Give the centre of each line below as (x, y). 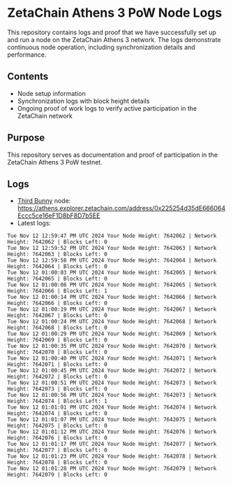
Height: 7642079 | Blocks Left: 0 (58, 475)
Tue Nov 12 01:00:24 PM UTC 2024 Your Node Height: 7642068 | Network (112, 322)
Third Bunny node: (44, 201)
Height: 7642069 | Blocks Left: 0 (58, 340)
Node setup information (51, 93)
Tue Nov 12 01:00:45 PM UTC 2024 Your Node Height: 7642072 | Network (112, 371)
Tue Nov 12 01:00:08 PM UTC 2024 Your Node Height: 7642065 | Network (112, 285)
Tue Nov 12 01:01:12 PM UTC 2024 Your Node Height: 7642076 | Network (112, 432)
